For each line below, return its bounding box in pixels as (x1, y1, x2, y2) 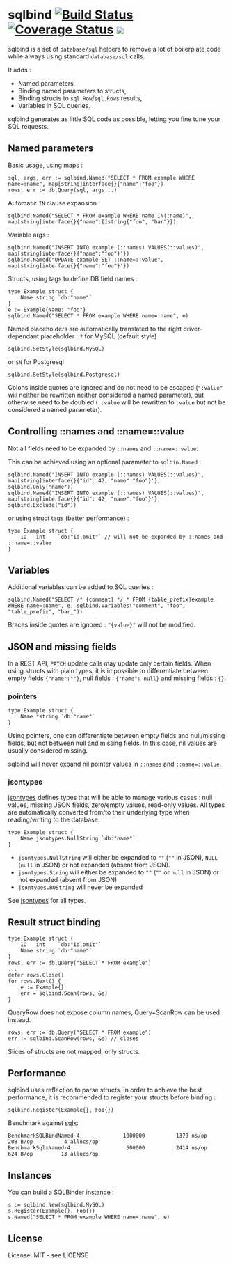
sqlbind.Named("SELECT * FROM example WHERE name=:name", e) (8, 312, 189, 320)
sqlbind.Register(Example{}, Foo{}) (8, 1107, 114, 1114)
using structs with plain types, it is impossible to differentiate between (8, 667, 208, 675)
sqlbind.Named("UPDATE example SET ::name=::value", (8, 256, 164, 263)
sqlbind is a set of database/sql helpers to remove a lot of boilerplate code (8, 45, 221, 53)
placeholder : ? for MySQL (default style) (40, 331, 157, 340)
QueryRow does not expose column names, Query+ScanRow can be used (8, 1008, 220, 1016)
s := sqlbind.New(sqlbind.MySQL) (8, 1202, 105, 1209)
